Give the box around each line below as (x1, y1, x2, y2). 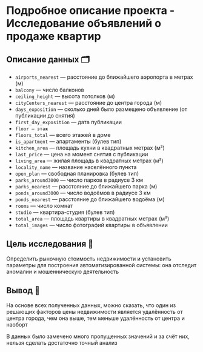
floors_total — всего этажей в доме (15, 131, 111, 138)
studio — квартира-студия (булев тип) (15, 208, 115, 216)
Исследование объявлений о (6, 16, 162, 30)
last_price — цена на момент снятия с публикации (15, 151, 148, 158)
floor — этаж (15, 126, 48, 132)
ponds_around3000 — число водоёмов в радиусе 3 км (15, 189, 151, 196)
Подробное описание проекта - (6, 4, 175, 18)
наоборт (6, 320, 28, 328)
